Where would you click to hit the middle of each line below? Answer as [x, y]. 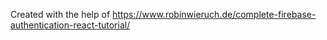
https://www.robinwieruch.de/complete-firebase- [214, 14]
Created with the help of [60, 14]
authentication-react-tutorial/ [70, 25]
